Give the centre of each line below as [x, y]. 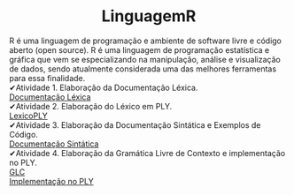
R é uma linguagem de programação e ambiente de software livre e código [145, 41]
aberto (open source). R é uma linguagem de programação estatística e [139, 49]
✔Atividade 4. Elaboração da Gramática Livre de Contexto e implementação [147, 153]
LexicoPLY [29, 116]
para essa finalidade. [47, 78]
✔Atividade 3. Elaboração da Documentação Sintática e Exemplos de [135, 124]
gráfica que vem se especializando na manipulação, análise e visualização [145, 59]
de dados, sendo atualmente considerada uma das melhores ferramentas [143, 69]
